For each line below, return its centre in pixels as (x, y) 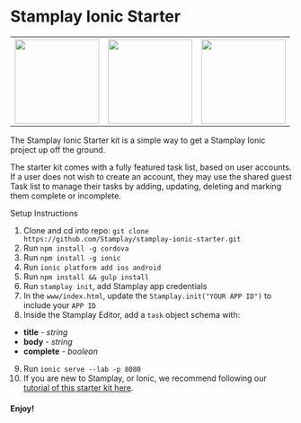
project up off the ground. (58, 149)
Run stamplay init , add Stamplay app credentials (115, 286)
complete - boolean (60, 351)
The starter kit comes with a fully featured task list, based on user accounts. (151, 167)
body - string (48, 341)
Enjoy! (22, 408)
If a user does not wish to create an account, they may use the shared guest (151, 176)
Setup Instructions (44, 213)
